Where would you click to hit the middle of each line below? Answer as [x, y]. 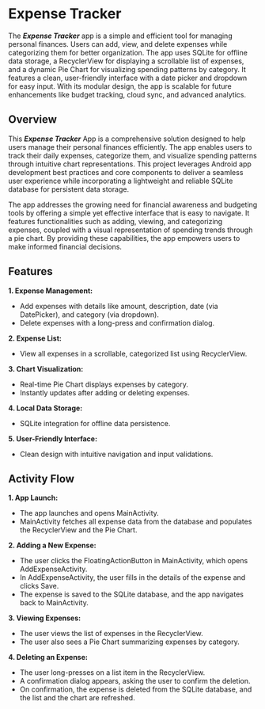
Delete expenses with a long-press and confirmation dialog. [117, 322]
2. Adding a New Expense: [52, 545]
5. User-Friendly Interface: [53, 438]
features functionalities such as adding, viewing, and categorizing [115, 221]
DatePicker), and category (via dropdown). [89, 314]
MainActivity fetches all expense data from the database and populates [136, 522]
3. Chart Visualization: [46, 368]
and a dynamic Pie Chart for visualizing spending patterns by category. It [127, 69]
